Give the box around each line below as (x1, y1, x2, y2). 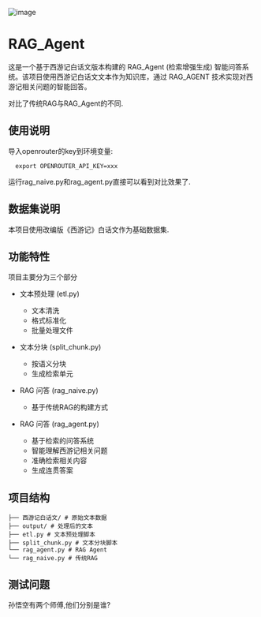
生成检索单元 (31, 369, 73, 379)
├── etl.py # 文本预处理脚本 (8, 531, 96, 539)
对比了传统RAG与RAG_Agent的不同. (8, 99, 124, 108)
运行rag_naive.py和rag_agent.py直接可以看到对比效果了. (8, 177, 191, 186)
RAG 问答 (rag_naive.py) (19, 386, 99, 395)
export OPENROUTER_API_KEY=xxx (15, 162, 118, 170)
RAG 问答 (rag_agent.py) (19, 419, 100, 429)
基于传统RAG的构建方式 (31, 402, 109, 412)
